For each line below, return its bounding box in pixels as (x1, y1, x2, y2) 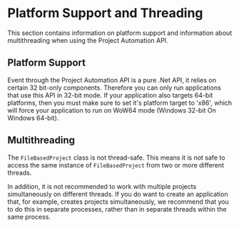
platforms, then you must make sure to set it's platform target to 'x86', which (7, 98, 233, 107)
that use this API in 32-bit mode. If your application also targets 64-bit (7, 90, 213, 99)
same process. (7, 212, 51, 221)
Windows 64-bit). (7, 113, 59, 122)
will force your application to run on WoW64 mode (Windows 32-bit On (7, 105, 216, 115)
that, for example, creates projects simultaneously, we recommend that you (7, 197, 230, 206)
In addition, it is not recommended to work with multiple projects (7, 182, 197, 190)
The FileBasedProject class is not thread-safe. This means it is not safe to (7, 153, 225, 162)
